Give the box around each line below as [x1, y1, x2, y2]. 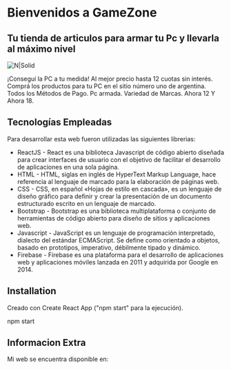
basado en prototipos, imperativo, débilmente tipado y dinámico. [17, 243, 201, 251]
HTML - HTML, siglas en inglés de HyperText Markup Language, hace [17, 170, 217, 178]
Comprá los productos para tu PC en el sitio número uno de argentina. [7, 82, 207, 90]
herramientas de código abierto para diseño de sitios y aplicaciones [17, 214, 210, 222]
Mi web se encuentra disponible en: [7, 355, 109, 363]
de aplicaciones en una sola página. [17, 163, 119, 171]
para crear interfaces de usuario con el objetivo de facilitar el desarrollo [17, 155, 221, 163]
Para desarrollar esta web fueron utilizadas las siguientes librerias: [7, 134, 196, 143]
